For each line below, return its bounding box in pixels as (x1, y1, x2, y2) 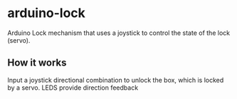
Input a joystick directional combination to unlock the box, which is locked (7, 75, 224, 84)
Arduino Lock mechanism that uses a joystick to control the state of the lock (7, 28, 230, 37)
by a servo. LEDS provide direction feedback (7, 83, 139, 92)
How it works (7, 57, 67, 69)
